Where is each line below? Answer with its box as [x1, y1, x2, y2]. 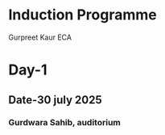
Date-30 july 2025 [8, 93, 102, 107]
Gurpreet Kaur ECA [8, 32, 72, 42]
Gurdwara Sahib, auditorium [8, 117, 121, 129]
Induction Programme [8, 6, 157, 24]
